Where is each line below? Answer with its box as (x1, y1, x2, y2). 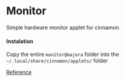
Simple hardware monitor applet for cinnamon (6, 24, 120, 31)
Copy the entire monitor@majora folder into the (6, 51, 120, 58)
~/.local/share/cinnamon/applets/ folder (6, 57, 108, 64)
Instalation (6, 38, 33, 45)
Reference (6, 68, 32, 76)
